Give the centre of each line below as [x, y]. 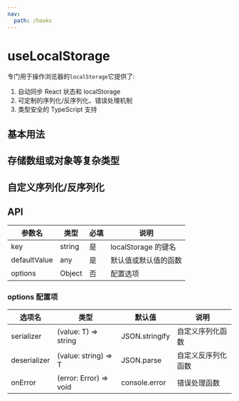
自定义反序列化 [202, 355]
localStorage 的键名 [143, 247]
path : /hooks [33, 21]
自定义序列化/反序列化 [56, 187]
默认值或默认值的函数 [146, 260]
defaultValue [32, 260]
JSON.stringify [145, 336]
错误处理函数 [198, 382]
